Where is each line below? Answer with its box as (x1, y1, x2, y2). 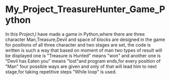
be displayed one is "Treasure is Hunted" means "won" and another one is (5, 52, 161, 59)
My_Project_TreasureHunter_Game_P (5, 4, 165, 15)
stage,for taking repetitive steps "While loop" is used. (5, 68, 117, 74)
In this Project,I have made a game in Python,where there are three (5, 31, 145, 37)
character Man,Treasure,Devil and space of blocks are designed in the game (5, 36, 165, 43)
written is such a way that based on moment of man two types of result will (5, 47, 162, 53)
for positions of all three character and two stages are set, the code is (5, 42, 151, 48)
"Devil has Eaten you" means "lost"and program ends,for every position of (5, 58, 161, 64)
